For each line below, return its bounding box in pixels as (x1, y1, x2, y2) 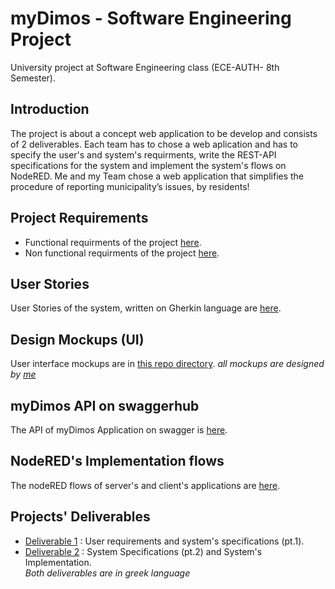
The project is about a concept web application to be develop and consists (10, 127, 318, 139)
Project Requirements (10, 210, 149, 227)
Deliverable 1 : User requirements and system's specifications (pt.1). (24, 535, 305, 547)
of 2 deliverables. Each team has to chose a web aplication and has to (10, 138, 298, 150)
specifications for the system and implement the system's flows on (10, 159, 287, 171)
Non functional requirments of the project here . (24, 247, 220, 259)
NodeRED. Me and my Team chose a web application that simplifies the (10, 170, 305, 182)
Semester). (10, 72, 56, 84)
